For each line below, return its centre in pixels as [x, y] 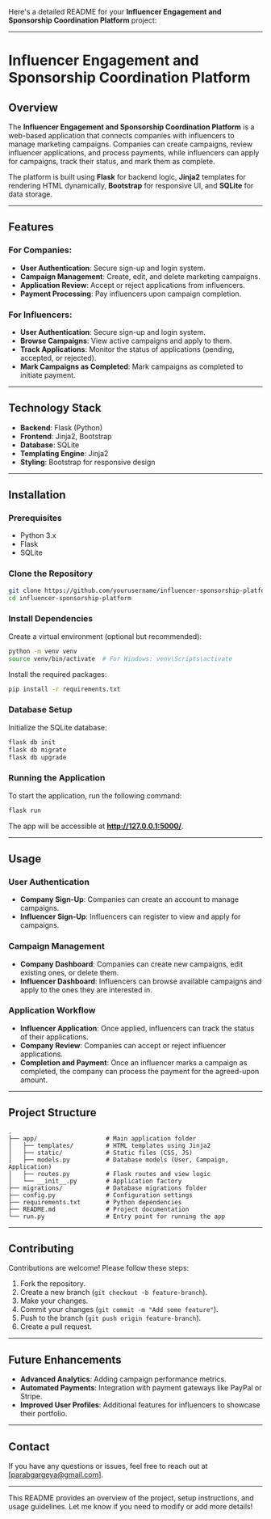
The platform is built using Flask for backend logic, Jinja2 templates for [127, 177]
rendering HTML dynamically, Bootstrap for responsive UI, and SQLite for [131, 186]
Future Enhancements [65, 1359]
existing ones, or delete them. [69, 972]
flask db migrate [38, 750]
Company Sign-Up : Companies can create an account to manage [129, 899]
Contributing [41, 1249]
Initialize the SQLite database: [58, 727]
